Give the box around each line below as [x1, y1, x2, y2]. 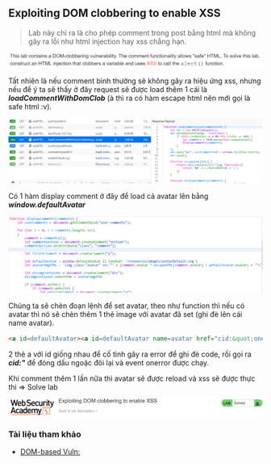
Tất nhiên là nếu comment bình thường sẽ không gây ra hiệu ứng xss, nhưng [8, 76, 261, 86]
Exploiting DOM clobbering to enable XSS [8, 6, 221, 20]
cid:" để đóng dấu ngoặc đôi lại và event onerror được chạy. [8, 358, 210, 368]
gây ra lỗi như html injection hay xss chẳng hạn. [27, 36, 187, 46]
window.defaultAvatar [8, 200, 86, 209]
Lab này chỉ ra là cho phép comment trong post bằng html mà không [27, 27, 256, 37]
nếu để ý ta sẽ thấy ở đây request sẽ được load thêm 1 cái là [8, 84, 208, 94]
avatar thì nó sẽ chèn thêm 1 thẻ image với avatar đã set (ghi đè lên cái [8, 310, 243, 319]
